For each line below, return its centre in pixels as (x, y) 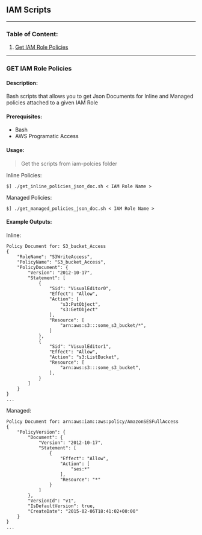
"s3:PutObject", (80, 304)
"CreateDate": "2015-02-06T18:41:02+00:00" (83, 511)
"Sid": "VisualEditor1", (80, 346)
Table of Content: (32, 34)
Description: (22, 83)
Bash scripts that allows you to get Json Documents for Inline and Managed (100, 97)
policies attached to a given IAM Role (52, 103)
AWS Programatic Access (47, 136)
